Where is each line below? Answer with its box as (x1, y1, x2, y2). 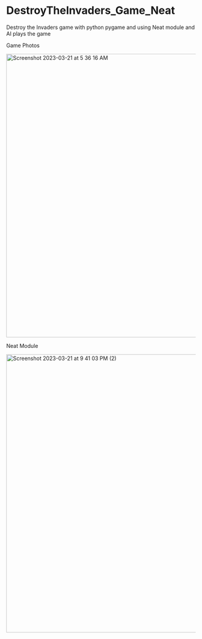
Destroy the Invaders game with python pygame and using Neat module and (6, 24, 195, 31)
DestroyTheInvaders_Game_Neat (6, 4, 176, 18)
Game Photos (6, 42, 40, 49)
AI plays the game (6, 30, 51, 37)
